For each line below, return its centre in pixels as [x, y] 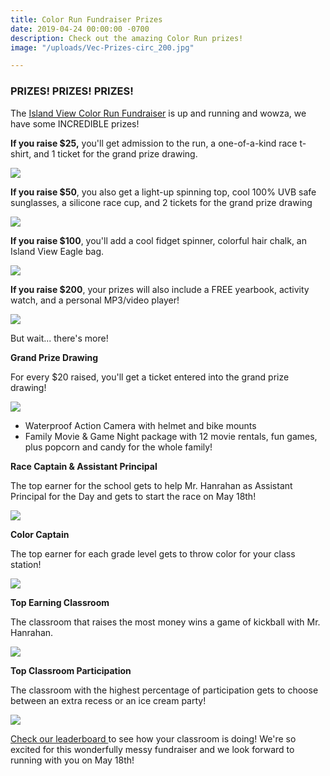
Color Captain [40, 534]
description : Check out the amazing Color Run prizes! [127, 38]
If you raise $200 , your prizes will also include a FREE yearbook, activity [160, 289]
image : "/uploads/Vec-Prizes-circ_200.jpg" [102, 47]
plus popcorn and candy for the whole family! [118, 447]
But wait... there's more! [59, 338]
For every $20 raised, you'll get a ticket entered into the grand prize [150, 377]
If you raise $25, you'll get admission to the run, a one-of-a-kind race [154, 143]
